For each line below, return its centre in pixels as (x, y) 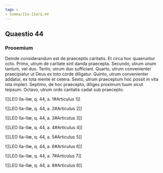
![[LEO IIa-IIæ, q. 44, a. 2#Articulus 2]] (43, 108)
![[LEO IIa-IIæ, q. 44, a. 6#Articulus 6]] (44, 147)
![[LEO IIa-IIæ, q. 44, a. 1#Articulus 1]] (43, 99)
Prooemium (19, 48)
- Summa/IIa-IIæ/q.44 (27, 14)
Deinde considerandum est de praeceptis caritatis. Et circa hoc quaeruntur (80, 59)
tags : (12, 10)
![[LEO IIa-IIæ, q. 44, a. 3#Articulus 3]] (44, 118)
